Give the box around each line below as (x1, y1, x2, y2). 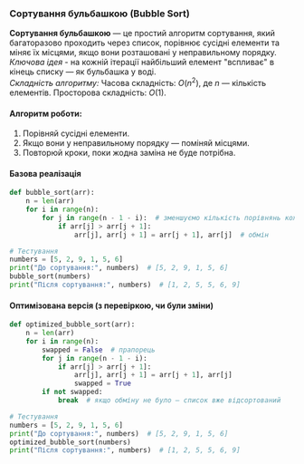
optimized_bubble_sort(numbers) (9, 438, 131, 447)
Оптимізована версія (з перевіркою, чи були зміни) (9, 300, 214, 311)
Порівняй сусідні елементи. (22, 128, 130, 139)
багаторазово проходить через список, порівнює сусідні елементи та (9, 37, 280, 48)
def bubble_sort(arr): (9, 188, 95, 198)
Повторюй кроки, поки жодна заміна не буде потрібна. (22, 148, 236, 159)
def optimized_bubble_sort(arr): (9, 320, 136, 329)
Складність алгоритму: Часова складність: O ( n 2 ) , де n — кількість (9, 76, 267, 88)
